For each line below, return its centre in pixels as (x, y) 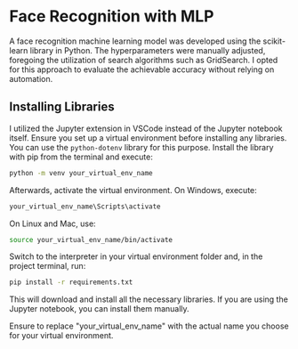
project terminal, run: (48, 266)
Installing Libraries (62, 107)
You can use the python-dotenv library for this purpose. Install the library (141, 147)
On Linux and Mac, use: (52, 223)
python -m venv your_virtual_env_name (81, 173)
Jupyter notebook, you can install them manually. (99, 309)
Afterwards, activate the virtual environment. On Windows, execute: (133, 190)
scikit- (274, 41)
